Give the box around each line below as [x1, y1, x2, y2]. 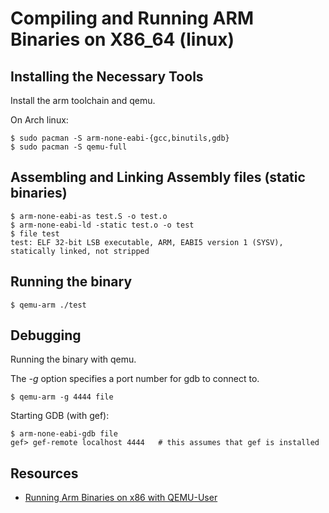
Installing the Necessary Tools [10, 68, 204, 85]
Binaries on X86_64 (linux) [10, 28, 235, 51]
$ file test [10, 228, 60, 239]
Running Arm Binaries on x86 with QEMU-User [24, 492, 218, 504]
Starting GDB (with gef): [10, 410, 110, 422]
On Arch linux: [10, 114, 69, 126]
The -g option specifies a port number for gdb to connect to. [10, 373, 260, 385]
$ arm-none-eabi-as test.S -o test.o [10, 211, 168, 221]
